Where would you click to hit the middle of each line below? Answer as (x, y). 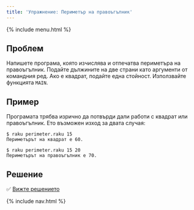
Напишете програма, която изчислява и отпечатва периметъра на (94, 63)
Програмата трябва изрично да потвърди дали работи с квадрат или (97, 117)
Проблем (25, 49)
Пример (23, 102)
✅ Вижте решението (33, 189)
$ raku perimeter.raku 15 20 (43, 150)
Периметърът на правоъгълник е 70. (52, 156)
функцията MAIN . (27, 82)
